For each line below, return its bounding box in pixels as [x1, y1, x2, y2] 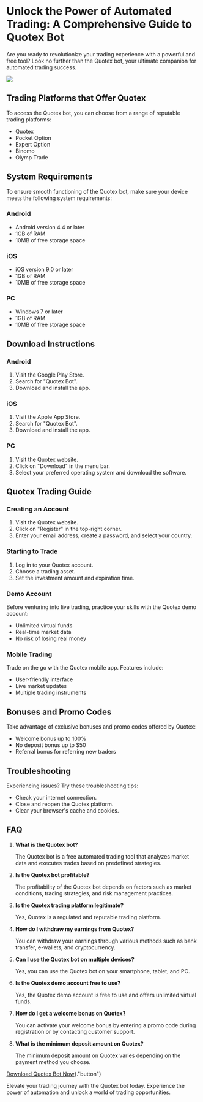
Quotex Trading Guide [6, 486, 92, 497]
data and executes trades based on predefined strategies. [15, 859, 162, 867]
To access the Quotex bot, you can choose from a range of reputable [6, 109, 180, 117]
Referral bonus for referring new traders [15, 748, 116, 756]
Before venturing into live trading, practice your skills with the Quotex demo [6, 603, 197, 611]
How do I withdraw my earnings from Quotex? [15, 925, 135, 933]
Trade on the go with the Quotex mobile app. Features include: [6, 664, 164, 672]
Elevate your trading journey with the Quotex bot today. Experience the [6, 1082, 185, 1089]
